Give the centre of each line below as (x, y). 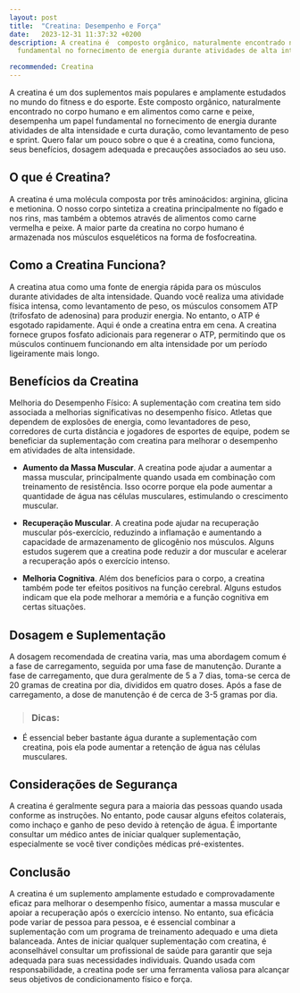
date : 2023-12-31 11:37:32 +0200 (75, 34)
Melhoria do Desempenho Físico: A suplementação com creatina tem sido (145, 403)
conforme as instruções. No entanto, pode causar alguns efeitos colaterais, (148, 816)
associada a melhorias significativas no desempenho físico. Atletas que (141, 412)
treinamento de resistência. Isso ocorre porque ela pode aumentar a (147, 487)
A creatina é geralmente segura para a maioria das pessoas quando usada (146, 806)
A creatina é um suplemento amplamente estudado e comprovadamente (142, 894)
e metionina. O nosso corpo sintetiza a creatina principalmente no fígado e (146, 208)
